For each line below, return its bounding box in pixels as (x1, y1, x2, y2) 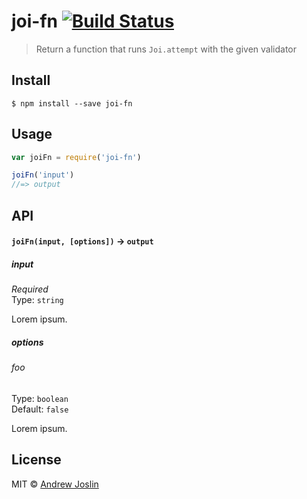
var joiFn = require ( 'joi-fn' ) (11, 152, 142, 162)
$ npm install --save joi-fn (11, 98, 133, 109)
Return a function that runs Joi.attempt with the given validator (35, 43, 298, 55)
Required (11, 283, 49, 295)
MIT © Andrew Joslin (11, 478, 99, 490)
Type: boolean (11, 392, 69, 404)
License (11, 451, 62, 469)
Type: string (11, 294, 64, 306)
